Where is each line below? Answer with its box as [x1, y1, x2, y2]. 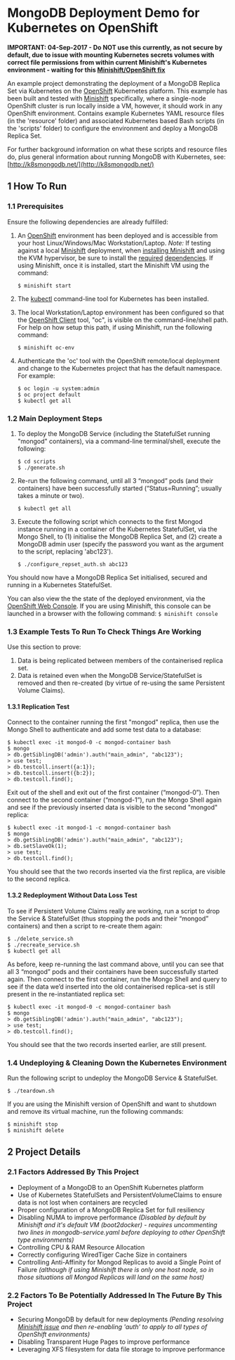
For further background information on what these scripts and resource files [7, 145, 227, 153]
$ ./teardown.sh [7, 1087, 55, 1094]
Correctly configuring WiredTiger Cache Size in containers [17, 1250, 187, 1259]
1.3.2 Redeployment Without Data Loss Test [7, 891, 138, 899]
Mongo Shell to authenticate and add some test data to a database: [7, 726, 201, 734]
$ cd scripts [17, 458, 56, 465]
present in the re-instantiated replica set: [7, 989, 125, 998]
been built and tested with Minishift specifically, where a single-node [7, 94, 206, 103]
